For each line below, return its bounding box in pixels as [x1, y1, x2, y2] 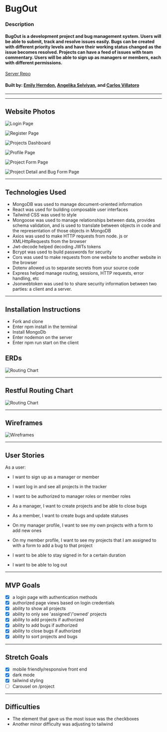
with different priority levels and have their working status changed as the [5, 43, 162, 50]
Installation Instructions [5, 305, 81, 314]
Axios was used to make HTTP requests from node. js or [12, 233, 128, 239]
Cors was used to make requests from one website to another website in [12, 254, 162, 260]
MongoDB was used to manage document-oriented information [12, 201, 143, 207]
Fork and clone [12, 318, 43, 324]
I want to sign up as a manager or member [12, 474, 99, 480]
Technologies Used [5, 188, 66, 196]
